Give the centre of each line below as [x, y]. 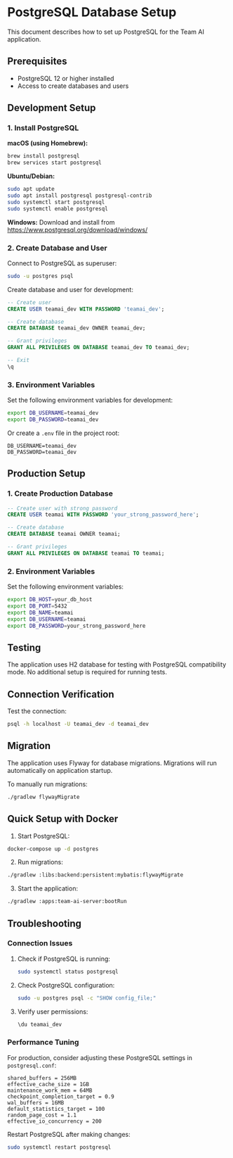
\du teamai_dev [40, 1024]
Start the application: [48, 888]
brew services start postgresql [54, 163]
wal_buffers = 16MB [36, 1102]
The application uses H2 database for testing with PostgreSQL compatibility [117, 665]
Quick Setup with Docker [63, 819]
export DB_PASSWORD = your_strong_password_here [76, 626]
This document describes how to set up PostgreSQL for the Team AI [106, 32]
